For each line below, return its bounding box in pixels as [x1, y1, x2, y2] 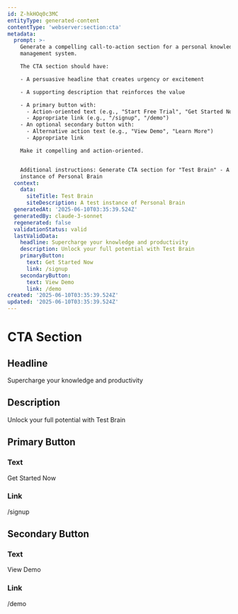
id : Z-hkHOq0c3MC [7, 10, 59, 18]
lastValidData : [13, 232, 59, 239]
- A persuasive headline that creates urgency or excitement [20, 75, 204, 82]
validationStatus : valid [13, 225, 87, 233]
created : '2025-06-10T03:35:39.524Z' [7, 292, 119, 299]
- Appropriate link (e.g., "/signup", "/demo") [25, 114, 170, 122]
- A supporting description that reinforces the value [20, 88, 186, 96]
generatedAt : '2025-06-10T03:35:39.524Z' [13, 206, 138, 213]
